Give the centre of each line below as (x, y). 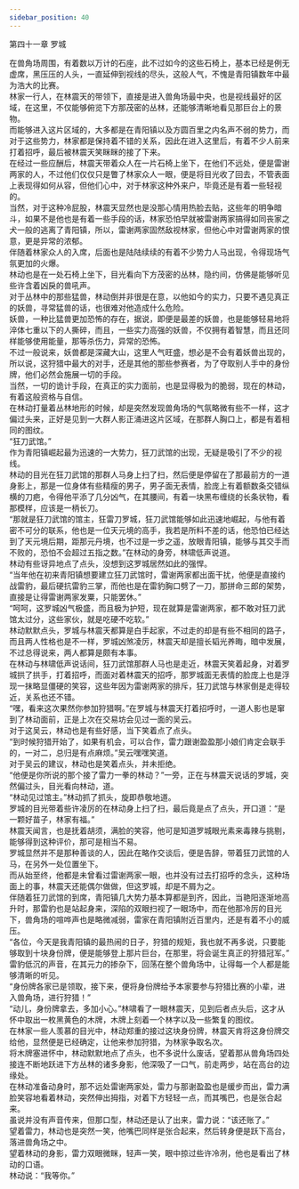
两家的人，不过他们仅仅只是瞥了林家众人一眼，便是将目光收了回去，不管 (141, 174)
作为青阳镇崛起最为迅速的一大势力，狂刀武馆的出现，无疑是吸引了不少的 (141, 452)
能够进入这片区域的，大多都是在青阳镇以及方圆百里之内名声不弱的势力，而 (153, 129)
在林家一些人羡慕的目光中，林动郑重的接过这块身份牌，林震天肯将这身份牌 (145, 1031)
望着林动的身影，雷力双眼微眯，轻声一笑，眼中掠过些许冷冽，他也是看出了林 (149, 1153)
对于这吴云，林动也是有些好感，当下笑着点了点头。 (103, 730)
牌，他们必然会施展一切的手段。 (68, 374)
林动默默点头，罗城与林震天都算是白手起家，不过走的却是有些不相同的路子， (149, 630)
